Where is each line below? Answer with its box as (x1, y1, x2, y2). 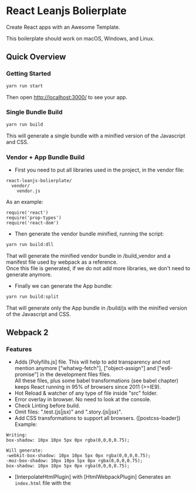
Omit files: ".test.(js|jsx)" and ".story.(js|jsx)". (14, 408, 123, 415)
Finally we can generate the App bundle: (14, 282, 113, 289)
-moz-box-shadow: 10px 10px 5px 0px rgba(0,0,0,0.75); (6, 458, 143, 464)
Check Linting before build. (14, 402, 80, 409)
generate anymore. (6, 271, 52, 278)
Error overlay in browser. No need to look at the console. (14, 396, 151, 403)
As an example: (6, 198, 43, 205)
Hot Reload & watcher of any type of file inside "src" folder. (14, 389, 158, 397)
